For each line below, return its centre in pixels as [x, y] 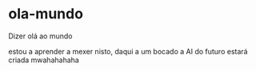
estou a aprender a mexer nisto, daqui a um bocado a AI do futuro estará [128, 51]
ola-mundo [46, 14]
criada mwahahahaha [44, 60]
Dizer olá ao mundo [40, 36]
